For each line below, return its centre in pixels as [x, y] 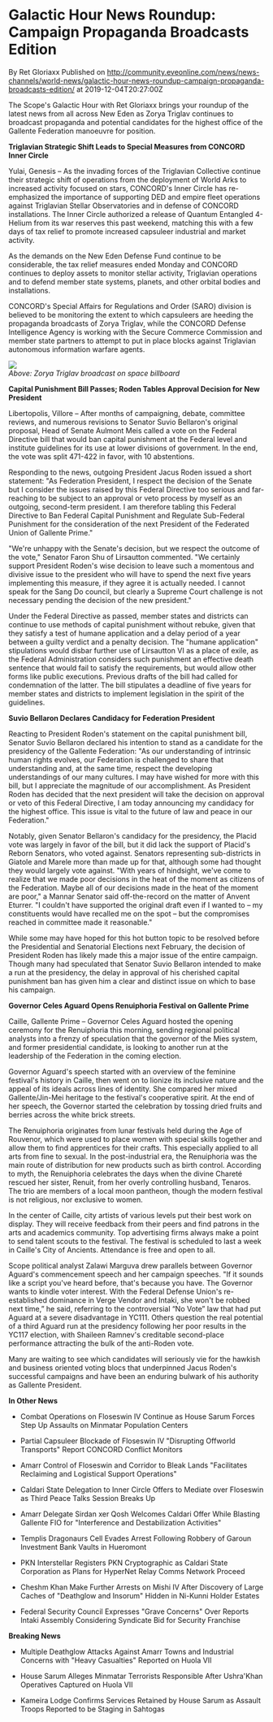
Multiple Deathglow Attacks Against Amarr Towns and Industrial [127, 1651]
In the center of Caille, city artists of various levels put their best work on [130, 1215]
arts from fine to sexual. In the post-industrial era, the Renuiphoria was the [133, 1156]
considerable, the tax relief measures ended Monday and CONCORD [123, 264]
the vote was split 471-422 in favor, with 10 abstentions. [102, 456]
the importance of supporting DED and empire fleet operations [156, 197]
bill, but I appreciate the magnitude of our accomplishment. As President [130, 785]
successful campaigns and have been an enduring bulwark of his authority [134, 1376]
